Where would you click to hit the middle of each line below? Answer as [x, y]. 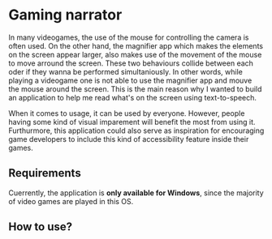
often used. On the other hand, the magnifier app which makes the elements [136, 45]
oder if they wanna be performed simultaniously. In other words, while [126, 71]
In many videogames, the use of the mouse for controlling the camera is [129, 37]
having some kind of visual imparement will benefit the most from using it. [132, 122]
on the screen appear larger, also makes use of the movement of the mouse [135, 54]
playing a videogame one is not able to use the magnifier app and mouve [130, 80]
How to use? [41, 227]
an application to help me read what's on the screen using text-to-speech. [133, 97]
